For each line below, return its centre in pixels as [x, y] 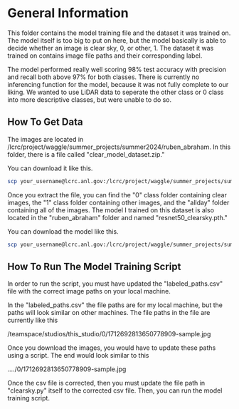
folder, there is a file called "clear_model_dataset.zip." [86, 154]
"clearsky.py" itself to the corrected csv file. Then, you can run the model [115, 390]
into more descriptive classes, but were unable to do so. [90, 99]
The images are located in [46, 139]
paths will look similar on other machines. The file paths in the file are [109, 313]
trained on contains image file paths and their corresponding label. [105, 56]
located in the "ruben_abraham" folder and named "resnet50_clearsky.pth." [117, 217]
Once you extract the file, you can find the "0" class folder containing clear [117, 195]
